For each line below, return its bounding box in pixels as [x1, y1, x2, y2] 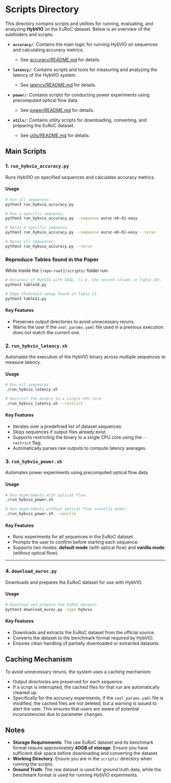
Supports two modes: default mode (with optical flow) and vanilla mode [12, 544, 165, 550]
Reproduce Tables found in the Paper [5, 256, 99, 263]
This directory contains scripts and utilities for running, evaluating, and [5, 20, 154, 27]
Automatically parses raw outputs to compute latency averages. [12, 445, 147, 451]
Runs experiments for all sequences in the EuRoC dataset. [12, 534, 135, 540]
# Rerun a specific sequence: [5, 225, 70, 231]
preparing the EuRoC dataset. [12, 122, 75, 128]
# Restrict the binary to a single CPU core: [5, 396, 103, 402]
